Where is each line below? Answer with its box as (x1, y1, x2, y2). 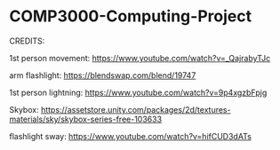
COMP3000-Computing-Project (9, 6, 252, 27)
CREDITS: (9, 36, 45, 46)
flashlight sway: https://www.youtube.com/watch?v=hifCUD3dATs (9, 130, 252, 141)
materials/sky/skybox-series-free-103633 (9, 114, 163, 124)
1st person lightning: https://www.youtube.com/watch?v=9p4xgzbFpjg (9, 87, 268, 98)
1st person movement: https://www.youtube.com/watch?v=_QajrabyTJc (9, 52, 271, 63)
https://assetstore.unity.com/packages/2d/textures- (40, 104, 231, 114)
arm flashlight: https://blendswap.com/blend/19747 (9, 69, 196, 81)
